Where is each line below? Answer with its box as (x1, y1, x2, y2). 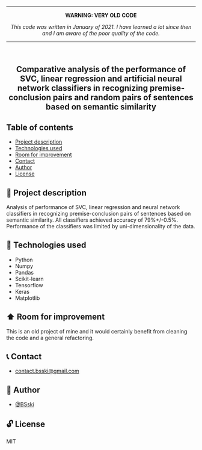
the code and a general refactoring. (6, 334, 94, 341)
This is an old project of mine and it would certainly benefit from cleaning (6, 327, 188, 335)
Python (14, 256, 33, 263)
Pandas (14, 269, 34, 276)
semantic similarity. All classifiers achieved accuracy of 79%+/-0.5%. (6, 216, 179, 223)
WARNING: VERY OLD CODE (65, 12, 137, 19)
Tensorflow (14, 281, 43, 288)
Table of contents (6, 122, 73, 132)
